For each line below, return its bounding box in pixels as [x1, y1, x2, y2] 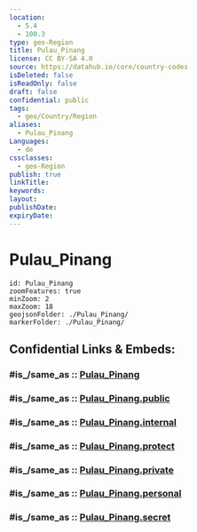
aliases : [9, 121, 42, 130]
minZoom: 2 [9, 294, 50, 303]
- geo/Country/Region [17, 112, 98, 121]
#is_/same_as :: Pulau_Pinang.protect [9, 440, 176, 452]
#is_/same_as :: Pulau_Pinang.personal [9, 488, 182, 500]
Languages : [9, 137, 50, 146]
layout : [9, 195, 38, 204]
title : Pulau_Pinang [9, 46, 86, 55]
